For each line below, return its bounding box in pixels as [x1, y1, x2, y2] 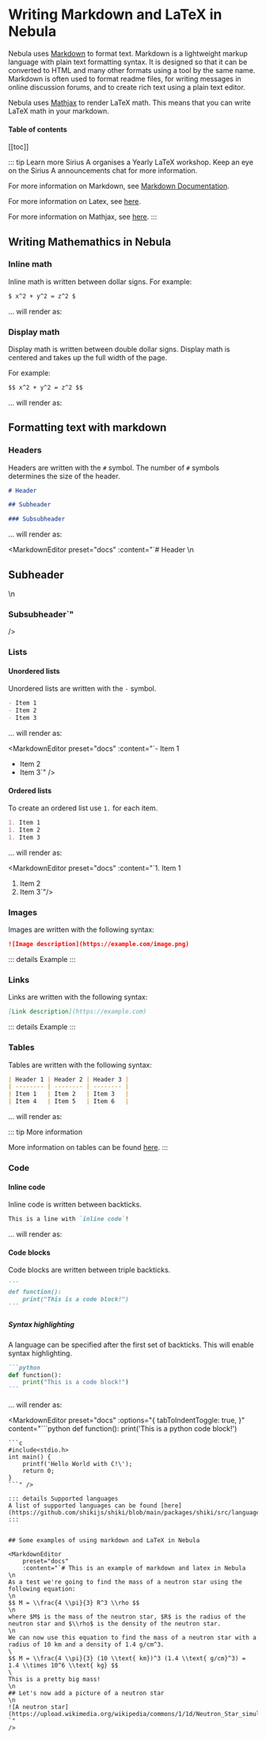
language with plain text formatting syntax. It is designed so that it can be [8, 57, 248, 67]
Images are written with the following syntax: [8, 925, 154, 934]
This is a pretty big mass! [8, 1676, 101, 1683]
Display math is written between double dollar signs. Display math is [8, 344, 230, 354]
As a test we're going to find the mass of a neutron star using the [8, 1578, 243, 1587]
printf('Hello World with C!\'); [22, 1460, 133, 1468]
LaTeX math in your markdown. [8, 106, 109, 116]
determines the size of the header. [8, 471, 120, 481]
